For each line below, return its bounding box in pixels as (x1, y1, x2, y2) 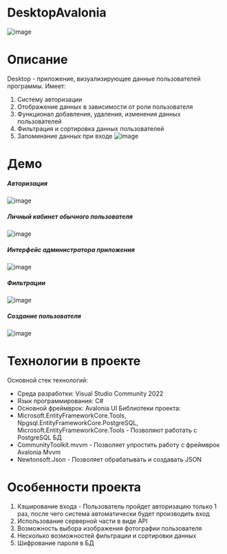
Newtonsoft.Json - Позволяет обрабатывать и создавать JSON (17, 455, 202, 463)
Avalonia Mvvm (17, 448, 61, 456)
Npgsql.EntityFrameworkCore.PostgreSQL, (17, 418, 139, 427)
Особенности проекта (7, 480, 142, 495)
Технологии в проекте (7, 353, 141, 369)
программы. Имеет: (7, 81, 67, 90)
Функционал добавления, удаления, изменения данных (17, 110, 181, 118)
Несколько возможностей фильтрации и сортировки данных (17, 531, 197, 540)
